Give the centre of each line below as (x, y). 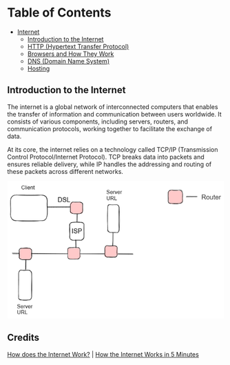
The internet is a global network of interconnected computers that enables (113, 107)
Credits (23, 338)
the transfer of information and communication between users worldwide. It (114, 114)
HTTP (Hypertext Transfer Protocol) (78, 46)
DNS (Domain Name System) (69, 61)
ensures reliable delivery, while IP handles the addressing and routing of (109, 164)
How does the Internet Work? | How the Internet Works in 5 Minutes (103, 354)
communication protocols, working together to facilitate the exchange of (109, 128)
